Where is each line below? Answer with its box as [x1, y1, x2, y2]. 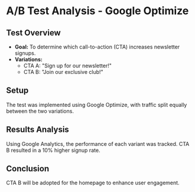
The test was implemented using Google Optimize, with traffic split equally [6, 101, 187, 108]
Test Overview [6, 28, 61, 38]
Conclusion [6, 164, 50, 174]
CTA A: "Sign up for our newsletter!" [23, 62, 112, 69]
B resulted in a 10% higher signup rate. [6, 147, 100, 154]
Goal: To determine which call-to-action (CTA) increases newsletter [14, 43, 180, 50]
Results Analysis [6, 125, 69, 135]
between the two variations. [6, 108, 74, 115]
